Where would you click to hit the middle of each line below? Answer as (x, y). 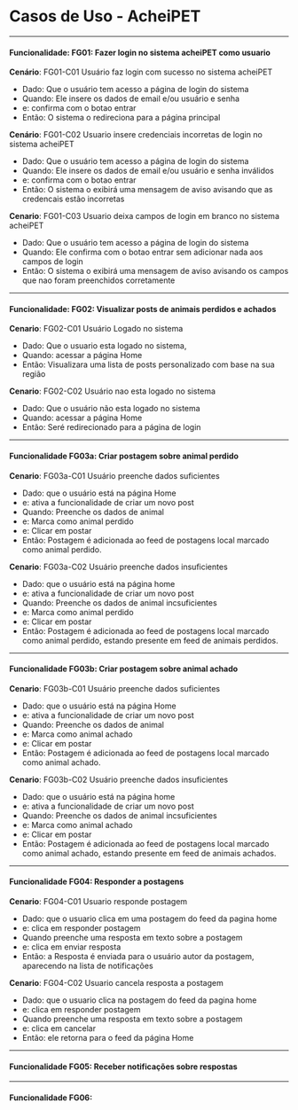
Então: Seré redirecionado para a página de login (111, 427)
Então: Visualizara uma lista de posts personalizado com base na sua (148, 364)
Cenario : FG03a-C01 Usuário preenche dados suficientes (114, 475)
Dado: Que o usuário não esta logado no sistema (111, 409)
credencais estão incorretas (73, 199)
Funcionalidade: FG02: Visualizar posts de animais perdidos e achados (143, 309)
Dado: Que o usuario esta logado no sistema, (104, 346)
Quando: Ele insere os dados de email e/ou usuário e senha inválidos (148, 171)
